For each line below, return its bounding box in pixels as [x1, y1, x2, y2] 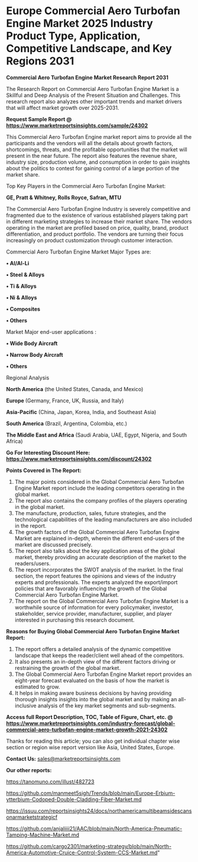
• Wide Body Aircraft [6, 340, 58, 347]
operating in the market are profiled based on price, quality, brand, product [6, 224, 189, 231]
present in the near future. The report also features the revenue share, [6, 152, 177, 159]
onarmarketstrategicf [6, 814, 58, 821]
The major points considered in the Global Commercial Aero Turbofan [14, 478, 184, 485]
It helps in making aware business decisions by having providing [14, 689, 172, 697]
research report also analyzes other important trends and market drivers [6, 97, 182, 105]
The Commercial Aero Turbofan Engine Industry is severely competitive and [6, 205, 191, 212]
